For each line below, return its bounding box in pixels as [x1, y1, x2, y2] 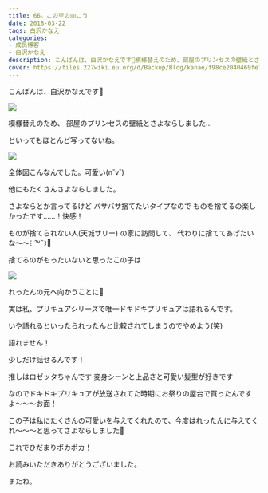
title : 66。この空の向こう [8, 11, 89, 20]
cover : [8, 64, 30, 72]
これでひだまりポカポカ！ [8, 442, 93, 452]
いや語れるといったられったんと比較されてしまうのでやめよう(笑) [8, 321, 223, 330]
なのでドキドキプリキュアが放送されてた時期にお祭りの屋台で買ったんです [8, 388, 253, 398]
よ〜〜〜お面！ [8, 398, 57, 408]
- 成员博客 [8, 41, 40, 49]
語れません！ [8, 337, 50, 347]
